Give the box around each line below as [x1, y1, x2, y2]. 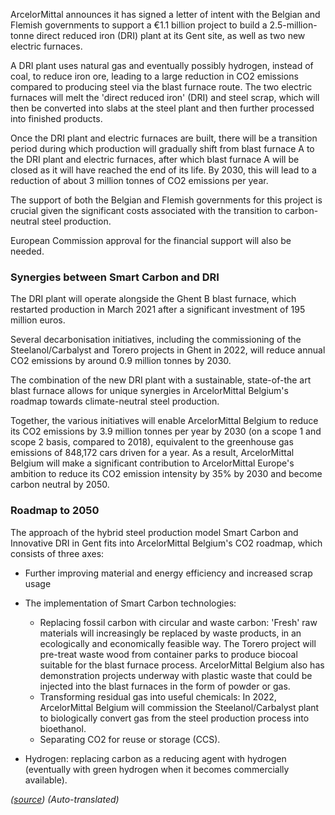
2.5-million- [269, 19, 318, 31]
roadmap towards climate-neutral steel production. [10, 395, 220, 408]
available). [24, 774, 68, 786]
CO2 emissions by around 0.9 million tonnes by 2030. [10, 355, 232, 367]
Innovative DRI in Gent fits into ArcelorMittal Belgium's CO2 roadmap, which [10, 537, 323, 549]
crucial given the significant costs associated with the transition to [10, 205, 283, 216]
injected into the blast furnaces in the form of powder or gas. [39, 680, 291, 692]
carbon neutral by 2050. [10, 479, 110, 491]
